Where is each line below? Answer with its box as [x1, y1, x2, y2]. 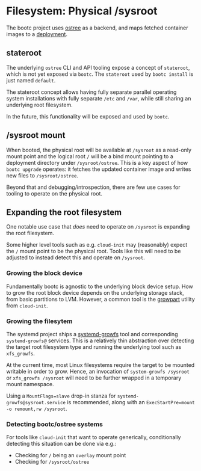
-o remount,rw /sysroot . [6, 405, 67, 412]
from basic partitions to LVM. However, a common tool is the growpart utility [6, 295, 196, 303]
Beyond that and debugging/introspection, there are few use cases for [6, 183, 181, 191]
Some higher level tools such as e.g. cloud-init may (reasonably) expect [6, 241, 188, 248]
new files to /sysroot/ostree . [6, 171, 79, 179]
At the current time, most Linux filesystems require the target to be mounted [6, 361, 195, 368]
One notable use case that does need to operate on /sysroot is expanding [6, 223, 190, 230]
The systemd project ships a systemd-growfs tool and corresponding [6, 330, 178, 337]
